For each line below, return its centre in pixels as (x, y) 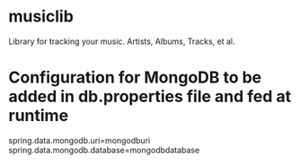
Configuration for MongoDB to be (135, 78)
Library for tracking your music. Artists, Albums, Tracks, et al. (122, 41)
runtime (39, 116)
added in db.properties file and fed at (150, 97)
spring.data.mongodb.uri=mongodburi (79, 140)
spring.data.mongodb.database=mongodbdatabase (104, 150)
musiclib (41, 17)
